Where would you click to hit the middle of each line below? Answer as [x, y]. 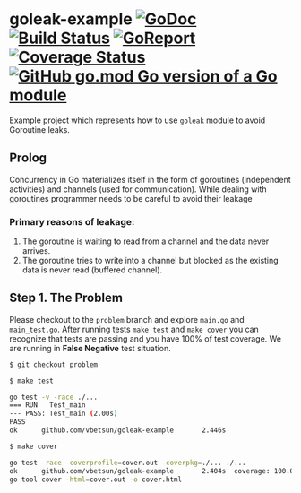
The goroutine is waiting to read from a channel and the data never [146, 241]
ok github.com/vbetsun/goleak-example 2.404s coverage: [140, 471]
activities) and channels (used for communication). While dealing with [138, 189]
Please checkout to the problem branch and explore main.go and [127, 319]
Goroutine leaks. [39, 129]
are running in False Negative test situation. [90, 348]
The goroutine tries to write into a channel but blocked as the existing [150, 261]
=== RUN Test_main [48, 405]
